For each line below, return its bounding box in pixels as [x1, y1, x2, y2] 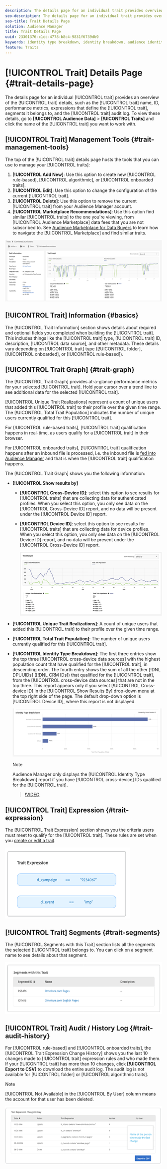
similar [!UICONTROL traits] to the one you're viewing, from [12, 214, 134, 220]
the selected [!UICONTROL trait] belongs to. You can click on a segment [5, 947, 153, 953]
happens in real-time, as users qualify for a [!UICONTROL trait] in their [5, 430, 149, 436]
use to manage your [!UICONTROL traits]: [5, 161, 90, 167]
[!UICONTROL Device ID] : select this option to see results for [19, 521, 145, 527]
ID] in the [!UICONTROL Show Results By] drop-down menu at [27, 688, 155, 694]
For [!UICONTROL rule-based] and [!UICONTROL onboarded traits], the [5, 1045, 151, 1051]
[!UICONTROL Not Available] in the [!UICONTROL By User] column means [5, 1091, 156, 1097]
